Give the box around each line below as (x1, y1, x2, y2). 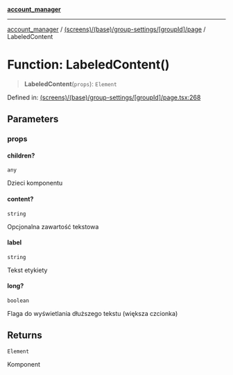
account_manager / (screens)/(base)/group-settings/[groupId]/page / (7, 25, 206, 33)
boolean (7, 297, 30, 304)
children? (7, 151, 35, 160)
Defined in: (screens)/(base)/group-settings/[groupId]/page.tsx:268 (7, 93, 201, 101)
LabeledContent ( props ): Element (24, 79, 117, 88)
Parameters (7, 113, 59, 125)
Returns (7, 329, 43, 342)
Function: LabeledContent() (7, 57, 170, 73)
